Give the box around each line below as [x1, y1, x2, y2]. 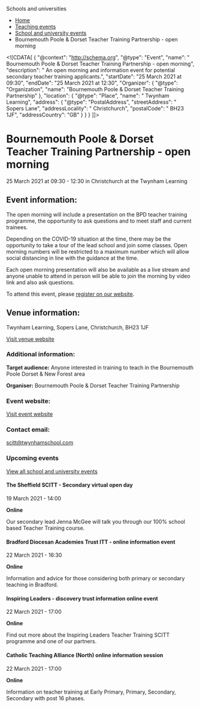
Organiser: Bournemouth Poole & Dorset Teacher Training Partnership [6, 382, 180, 389]
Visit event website [6, 410, 53, 418]
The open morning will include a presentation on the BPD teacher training [6, 211, 187, 218]
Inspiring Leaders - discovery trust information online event [6, 595, 159, 602]
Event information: [6, 195, 78, 205]
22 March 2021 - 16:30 [6, 551, 62, 559]
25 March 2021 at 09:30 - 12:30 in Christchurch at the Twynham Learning [6, 177, 187, 185]
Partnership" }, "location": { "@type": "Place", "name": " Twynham [6, 92, 169, 99]
